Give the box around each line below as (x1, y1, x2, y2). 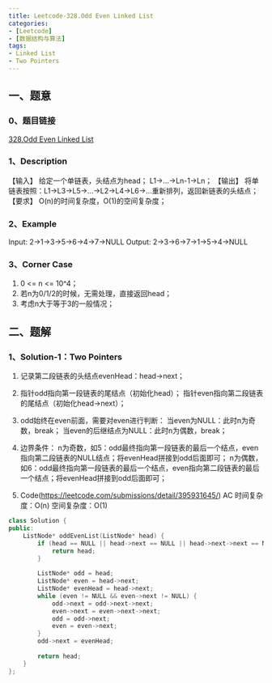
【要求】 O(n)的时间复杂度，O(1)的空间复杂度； (8, 196, 167, 206)
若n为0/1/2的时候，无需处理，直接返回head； (19, 289, 172, 299)
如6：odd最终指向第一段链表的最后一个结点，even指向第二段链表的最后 (19, 463, 260, 473)
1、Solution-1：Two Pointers (8, 351, 123, 363)
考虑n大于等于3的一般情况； (19, 299, 115, 308)
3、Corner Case (8, 259, 73, 270)
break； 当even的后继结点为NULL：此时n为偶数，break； (34, 426, 227, 435)
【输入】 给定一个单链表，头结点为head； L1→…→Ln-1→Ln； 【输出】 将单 (8, 176, 259, 185)
